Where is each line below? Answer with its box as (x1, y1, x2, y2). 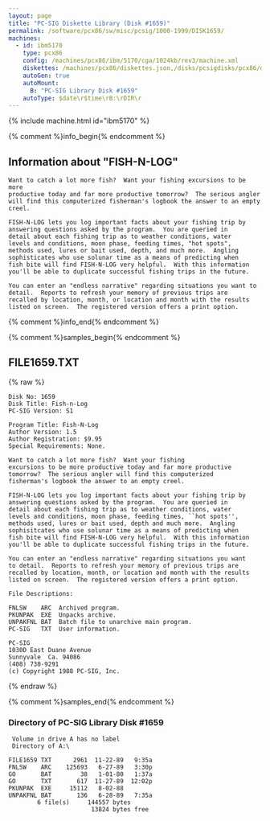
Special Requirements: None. (8, 441, 106, 450)
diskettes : (22, 64, 59, 72)
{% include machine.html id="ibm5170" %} (8, 116, 150, 125)
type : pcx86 (22, 49, 63, 57)
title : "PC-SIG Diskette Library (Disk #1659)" (8, 19, 171, 27)
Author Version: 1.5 (8, 428, 78, 436)
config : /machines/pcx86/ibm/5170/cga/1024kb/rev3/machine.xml (22, 57, 239, 65)
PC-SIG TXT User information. (8, 625, 121, 633)
